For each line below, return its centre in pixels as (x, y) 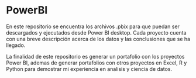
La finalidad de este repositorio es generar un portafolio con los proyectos (95, 56)
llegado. (16, 45)
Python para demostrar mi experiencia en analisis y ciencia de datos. (89, 69)
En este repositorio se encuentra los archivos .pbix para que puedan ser (93, 26)
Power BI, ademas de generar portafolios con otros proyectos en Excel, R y (97, 63)
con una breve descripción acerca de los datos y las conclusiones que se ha (98, 39)
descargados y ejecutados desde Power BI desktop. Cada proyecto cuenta (96, 32)
